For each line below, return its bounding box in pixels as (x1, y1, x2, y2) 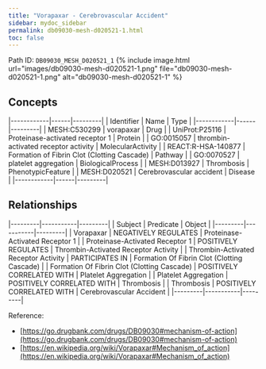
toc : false (8, 33, 44, 42)
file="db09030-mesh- (159, 64, 233, 74)
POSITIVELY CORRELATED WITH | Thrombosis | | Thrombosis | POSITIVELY (8, 279, 256, 288)
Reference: (8, 310, 44, 320)
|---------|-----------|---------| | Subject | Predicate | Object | (8, 219, 211, 229)
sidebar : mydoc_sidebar (8, 19, 87, 27)
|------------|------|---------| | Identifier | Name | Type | (8, 117, 192, 126)
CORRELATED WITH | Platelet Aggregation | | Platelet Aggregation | (8, 270, 229, 279)
